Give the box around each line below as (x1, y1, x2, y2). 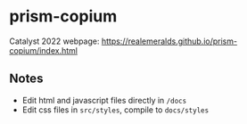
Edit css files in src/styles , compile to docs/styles (21, 104, 210, 115)
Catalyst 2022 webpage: (9, 36, 100, 46)
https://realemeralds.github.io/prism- (101, 36, 238, 46)
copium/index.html (9, 45, 78, 55)
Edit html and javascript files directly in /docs (21, 95, 187, 105)
